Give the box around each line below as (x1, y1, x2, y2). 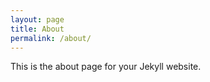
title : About (10, 24, 65, 34)
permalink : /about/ (10, 33, 92, 43)
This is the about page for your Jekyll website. (10, 61, 202, 73)
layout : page (10, 14, 65, 25)
